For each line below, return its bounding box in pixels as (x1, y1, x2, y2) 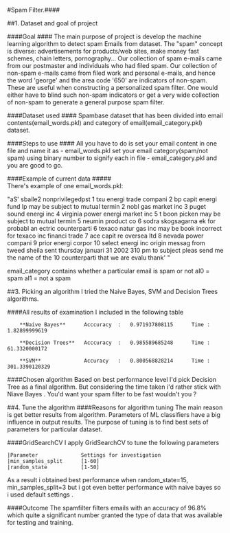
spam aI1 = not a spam (7, 274, 71, 282)
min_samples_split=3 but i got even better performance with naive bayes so (7, 484, 221, 491)
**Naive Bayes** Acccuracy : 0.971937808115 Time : (19, 321, 211, 328)
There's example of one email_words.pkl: (7, 182, 124, 190)
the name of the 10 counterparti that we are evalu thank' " (7, 253, 170, 262)
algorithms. (7, 295, 39, 303)
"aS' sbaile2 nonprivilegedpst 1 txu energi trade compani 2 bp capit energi (7, 195, 218, 203)
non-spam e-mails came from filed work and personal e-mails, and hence (7, 69, 216, 77)
